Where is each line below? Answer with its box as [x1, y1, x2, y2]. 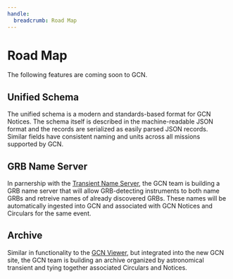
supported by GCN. [7, 140, 64, 148]
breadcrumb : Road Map [13, 17, 77, 24]
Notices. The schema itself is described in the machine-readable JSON [7, 117, 213, 126]
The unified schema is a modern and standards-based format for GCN [7, 110, 211, 119]
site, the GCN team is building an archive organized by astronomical [7, 256, 204, 264]
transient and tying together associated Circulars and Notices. [7, 263, 188, 272]
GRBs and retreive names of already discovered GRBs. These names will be [7, 194, 227, 203]
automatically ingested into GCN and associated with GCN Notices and [7, 202, 213, 210]
